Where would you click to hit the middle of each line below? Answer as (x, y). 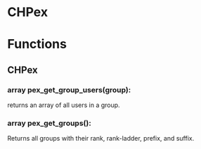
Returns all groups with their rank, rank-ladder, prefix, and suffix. (101, 139)
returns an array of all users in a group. (64, 105)
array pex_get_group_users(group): (69, 90)
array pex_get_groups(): (49, 123)
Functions (37, 44)
